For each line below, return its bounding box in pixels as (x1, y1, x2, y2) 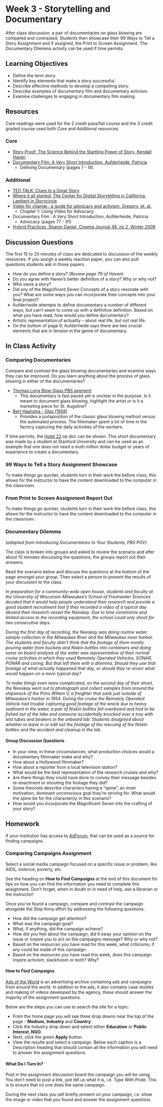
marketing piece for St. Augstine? (19, 403, 87, 409)
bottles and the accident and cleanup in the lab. (5, 726, 102, 732)
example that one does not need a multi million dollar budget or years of (5, 443, 149, 449)
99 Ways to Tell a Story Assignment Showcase (5, 461, 118, 468)
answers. (5, 559, 24, 565)
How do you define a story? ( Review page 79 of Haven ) (12, 271, 124, 277)
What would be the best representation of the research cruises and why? (12, 769, 159, 775)
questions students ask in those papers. (5, 261, 85, 267)
